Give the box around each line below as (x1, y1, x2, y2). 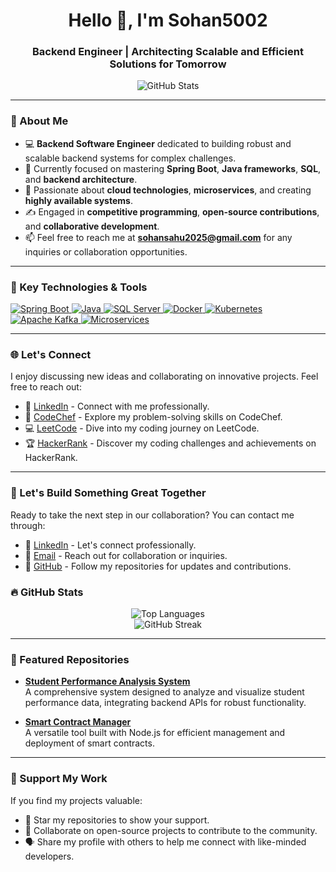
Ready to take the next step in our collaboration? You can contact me (10, 509, 295, 521)
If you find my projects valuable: (10, 794, 143, 806)
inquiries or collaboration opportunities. (24, 245, 188, 258)
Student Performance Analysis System (24, 675, 191, 688)
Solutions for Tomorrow (109, 57, 227, 71)
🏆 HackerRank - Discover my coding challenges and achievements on (24, 437, 317, 449)
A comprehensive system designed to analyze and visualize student (24, 686, 305, 698)
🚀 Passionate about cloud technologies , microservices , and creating (24, 184, 312, 196)
